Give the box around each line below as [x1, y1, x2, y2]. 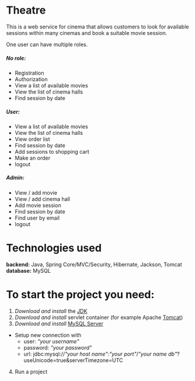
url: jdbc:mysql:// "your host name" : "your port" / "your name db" [23, 350, 177, 357]
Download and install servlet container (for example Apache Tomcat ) [14, 314, 183, 321]
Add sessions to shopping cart [14, 148, 90, 155]
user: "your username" [23, 338, 80, 345]
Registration [14, 69, 44, 76]
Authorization [14, 75, 48, 83]
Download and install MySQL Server [14, 320, 103, 327]
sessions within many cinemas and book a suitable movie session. [6, 29, 167, 36]
